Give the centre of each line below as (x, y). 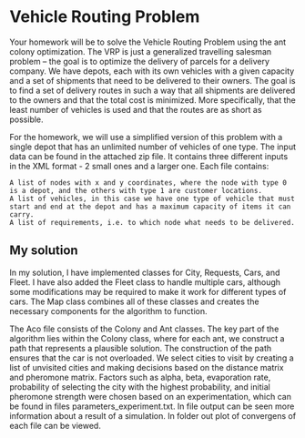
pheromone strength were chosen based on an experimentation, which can (150, 396)
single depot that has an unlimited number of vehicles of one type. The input (153, 147)
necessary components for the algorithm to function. (108, 311)
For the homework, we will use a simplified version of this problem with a (146, 137)
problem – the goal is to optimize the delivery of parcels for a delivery (140, 61)
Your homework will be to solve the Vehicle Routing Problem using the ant (148, 42)
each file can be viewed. (56, 425)
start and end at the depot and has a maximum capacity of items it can (150, 207)
